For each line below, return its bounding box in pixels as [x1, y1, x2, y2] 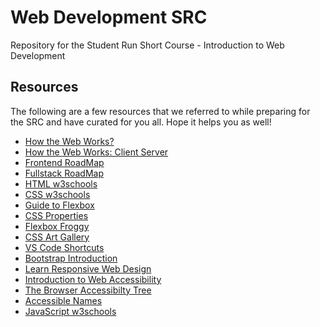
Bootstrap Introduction [24, 252, 118, 264]
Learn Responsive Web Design [24, 262, 152, 275]
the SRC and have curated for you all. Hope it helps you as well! [10, 116, 272, 128]
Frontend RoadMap [24, 156, 105, 168]
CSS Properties [24, 209, 89, 221]
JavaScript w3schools [24, 305, 117, 317]
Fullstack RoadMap [24, 167, 105, 179]
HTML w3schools [24, 177, 98, 190]
